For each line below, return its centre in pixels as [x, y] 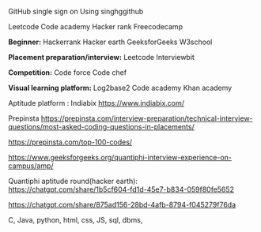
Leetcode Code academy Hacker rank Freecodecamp [96, 26]
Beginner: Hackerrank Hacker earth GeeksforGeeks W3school [110, 42]
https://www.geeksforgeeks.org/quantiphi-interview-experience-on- [120, 157]
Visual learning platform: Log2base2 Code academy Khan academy [120, 88]
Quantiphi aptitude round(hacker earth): [73, 181]
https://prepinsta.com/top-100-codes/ [70, 142]
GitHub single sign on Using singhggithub [76, 11]
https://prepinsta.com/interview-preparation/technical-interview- [147, 118]
